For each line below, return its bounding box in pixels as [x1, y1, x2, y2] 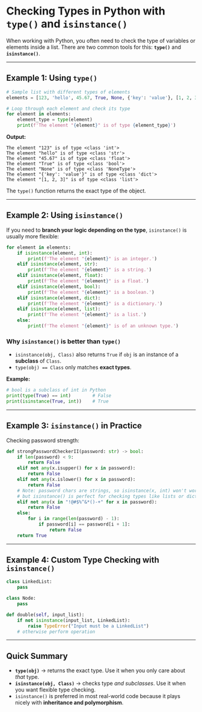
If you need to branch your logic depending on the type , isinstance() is [6, 226, 187, 234]
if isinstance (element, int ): [17, 250, 93, 256]
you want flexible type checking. [14, 686, 96, 693]
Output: [6, 133, 26, 140]
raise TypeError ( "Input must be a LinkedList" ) [28, 623, 149, 629]
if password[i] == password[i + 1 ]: [38, 521, 130, 527]
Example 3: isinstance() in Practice [6, 421, 142, 431]
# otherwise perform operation [17, 629, 96, 635]
